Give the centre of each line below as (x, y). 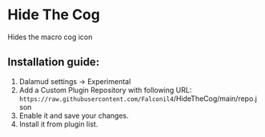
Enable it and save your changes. (74, 115)
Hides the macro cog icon (50, 37)
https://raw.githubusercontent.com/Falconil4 (96, 99)
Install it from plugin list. (58, 124)
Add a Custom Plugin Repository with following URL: (105, 90)
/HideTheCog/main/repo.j (215, 99)
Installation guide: (54, 62)
